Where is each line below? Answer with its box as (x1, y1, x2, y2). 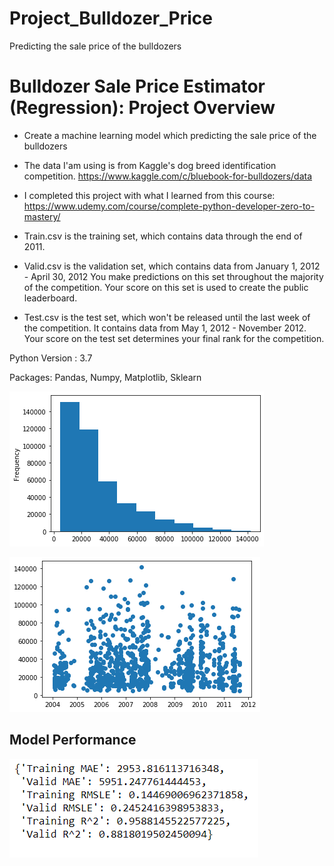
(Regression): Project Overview (9, 97, 276, 119)
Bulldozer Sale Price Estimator (9, 75, 266, 98)
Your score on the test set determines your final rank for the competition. (23, 332, 325, 344)
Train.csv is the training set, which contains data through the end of (23, 230, 303, 242)
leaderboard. (23, 292, 78, 304)
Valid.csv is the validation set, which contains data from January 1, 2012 (23, 260, 321, 272)
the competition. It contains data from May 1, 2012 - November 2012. (23, 322, 307, 334)
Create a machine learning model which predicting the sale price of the (23, 129, 317, 141)
